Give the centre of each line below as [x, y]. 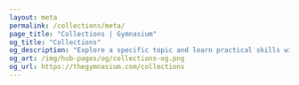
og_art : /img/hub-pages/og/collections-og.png [97, 58]
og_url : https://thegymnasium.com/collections [97, 67]
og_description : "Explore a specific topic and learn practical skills [145, 50]
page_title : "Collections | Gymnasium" [83, 34]
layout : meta [33, 17]
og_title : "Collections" [55, 42]
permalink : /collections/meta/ [67, 26]
